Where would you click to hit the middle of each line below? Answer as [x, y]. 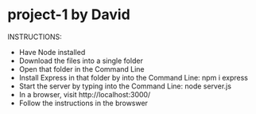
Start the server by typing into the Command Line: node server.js [125, 86]
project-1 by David [69, 15]
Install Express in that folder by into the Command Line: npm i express [133, 77]
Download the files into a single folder [81, 61]
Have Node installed [52, 52]
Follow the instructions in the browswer [83, 103]
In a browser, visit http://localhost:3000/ [85, 94]
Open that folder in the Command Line [81, 69]
